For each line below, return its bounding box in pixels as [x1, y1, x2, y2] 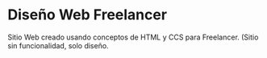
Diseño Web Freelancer [7, 6, 167, 24]
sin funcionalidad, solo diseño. [7, 40, 110, 50]
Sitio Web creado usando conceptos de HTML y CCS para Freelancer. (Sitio [7, 32, 259, 42]
